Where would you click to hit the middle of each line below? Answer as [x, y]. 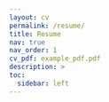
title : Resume [35, 34]
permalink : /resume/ [47, 26]
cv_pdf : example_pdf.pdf [55, 59]
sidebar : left [43, 83]
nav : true [27, 42]
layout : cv [29, 17]
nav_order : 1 [33, 51]
